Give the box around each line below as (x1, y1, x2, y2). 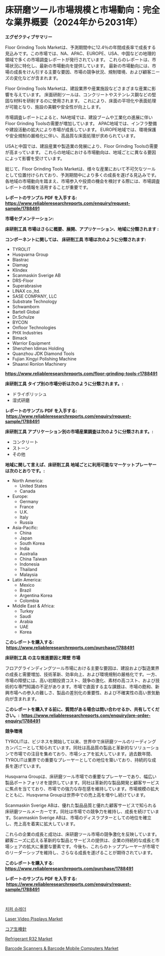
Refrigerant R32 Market (5, 936, 53, 942)
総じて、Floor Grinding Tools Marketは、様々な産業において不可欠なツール (5, 165, 156, 172)
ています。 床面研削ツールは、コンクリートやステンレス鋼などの (22, 91, 152, 97)
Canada (19, 488, 36, 494)
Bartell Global (12, 309, 40, 315)
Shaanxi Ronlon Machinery (12, 361, 67, 367)
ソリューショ (133, 744, 160, 750)
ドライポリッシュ (12, 391, 47, 397)
